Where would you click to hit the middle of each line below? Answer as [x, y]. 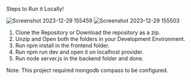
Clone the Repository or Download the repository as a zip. [88, 32]
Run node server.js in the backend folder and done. [79, 58]
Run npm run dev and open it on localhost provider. [79, 52]
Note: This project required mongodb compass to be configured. [87, 70]
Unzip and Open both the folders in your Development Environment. [100, 39]
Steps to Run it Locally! [35, 9]
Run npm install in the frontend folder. [62, 45]
